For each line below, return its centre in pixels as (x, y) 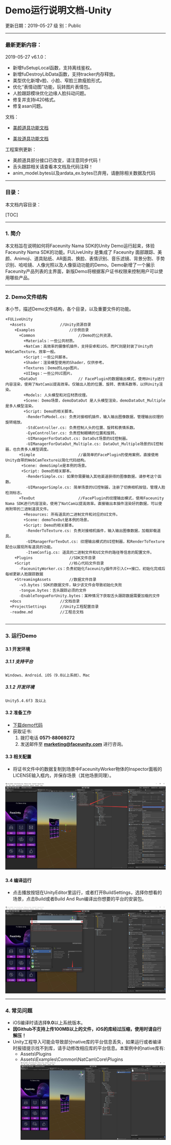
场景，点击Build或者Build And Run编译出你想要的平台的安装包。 (79, 899)
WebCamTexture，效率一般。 (32, 352)
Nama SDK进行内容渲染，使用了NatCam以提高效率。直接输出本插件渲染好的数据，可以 (82, 504)
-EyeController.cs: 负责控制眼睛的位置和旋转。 (72, 433)
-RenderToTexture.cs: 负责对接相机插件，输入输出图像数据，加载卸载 (91, 531)
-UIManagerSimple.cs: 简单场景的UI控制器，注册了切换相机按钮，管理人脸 (95, 488)
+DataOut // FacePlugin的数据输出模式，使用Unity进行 (92, 379)
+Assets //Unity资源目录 (51, 325)
